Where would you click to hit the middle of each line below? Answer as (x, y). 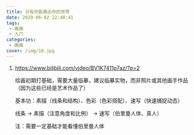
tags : (13, 23)
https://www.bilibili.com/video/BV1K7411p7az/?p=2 (77, 68)
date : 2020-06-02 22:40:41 (40, 17)
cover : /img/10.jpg (31, 51)
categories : (21, 40)
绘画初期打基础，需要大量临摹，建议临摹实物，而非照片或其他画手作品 (101, 80)
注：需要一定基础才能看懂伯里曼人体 (60, 126)
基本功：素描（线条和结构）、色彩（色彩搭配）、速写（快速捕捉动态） (99, 100)
